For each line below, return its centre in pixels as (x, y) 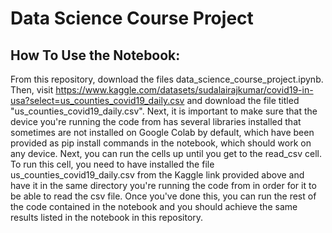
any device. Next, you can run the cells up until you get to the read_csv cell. (166, 153)
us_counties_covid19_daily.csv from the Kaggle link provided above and (157, 175)
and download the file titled (243, 100)
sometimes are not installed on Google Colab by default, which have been (162, 132)
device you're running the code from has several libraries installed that (156, 121)
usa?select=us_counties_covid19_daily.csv (97, 100)
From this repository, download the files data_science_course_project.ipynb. (167, 79)
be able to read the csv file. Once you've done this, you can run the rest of (163, 196)
